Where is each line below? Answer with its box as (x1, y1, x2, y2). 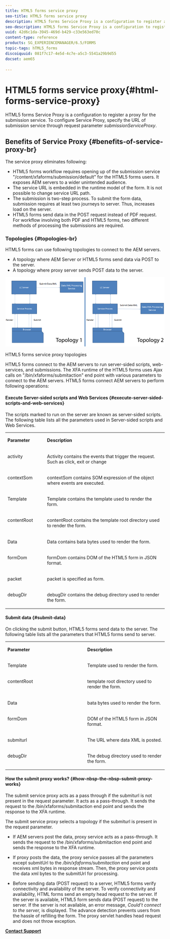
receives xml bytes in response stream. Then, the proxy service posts (12, 865, 158, 871)
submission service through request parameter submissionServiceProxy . (5, 122, 157, 129)
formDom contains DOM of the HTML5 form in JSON (47, 554, 157, 560)
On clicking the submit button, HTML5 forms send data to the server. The (5, 626, 158, 632)
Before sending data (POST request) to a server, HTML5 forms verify (12, 880, 156, 886)
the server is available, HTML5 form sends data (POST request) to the (12, 896, 158, 902)
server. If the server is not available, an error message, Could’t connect (12, 901, 161, 908)
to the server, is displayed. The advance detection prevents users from (12, 907, 160, 913)
